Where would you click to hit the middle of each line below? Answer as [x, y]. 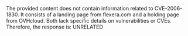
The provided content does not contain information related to [80, 8]
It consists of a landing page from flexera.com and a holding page [100, 15]
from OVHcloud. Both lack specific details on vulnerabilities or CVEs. [89, 21]
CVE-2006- [168, 8]
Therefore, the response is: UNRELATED [55, 27]
